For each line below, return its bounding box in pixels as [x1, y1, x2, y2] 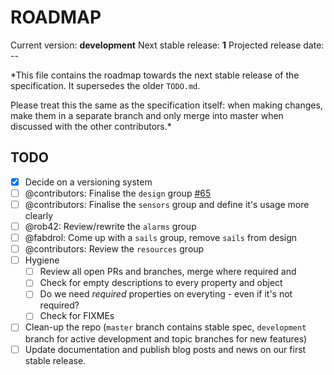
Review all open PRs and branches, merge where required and [39, 266, 297, 278]
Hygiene [24, 254, 60, 266]
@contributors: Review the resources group [24, 243, 205, 255]
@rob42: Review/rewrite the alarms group [24, 220, 197, 232]
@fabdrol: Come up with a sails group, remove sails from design [24, 232, 298, 243]
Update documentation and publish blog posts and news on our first [24, 343, 307, 355]
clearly [24, 209, 54, 221]
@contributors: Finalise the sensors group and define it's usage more [24, 198, 310, 210]
